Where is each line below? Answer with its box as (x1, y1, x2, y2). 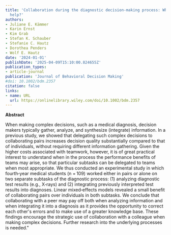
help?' (10, 12, 24, 17)
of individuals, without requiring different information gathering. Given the (5, 144, 160, 150)
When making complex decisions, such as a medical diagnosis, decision (5, 122, 157, 128)
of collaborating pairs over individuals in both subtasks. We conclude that (5, 192, 159, 198)
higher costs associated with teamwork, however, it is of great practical (5, 149, 155, 155)
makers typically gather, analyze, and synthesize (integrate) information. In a (5, 127, 166, 133)
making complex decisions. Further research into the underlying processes (5, 219, 162, 225)
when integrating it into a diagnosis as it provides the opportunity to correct (5, 203, 164, 209)
